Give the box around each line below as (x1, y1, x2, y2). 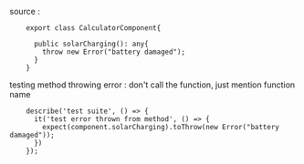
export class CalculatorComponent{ (26, 24, 162, 33)
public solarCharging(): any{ (33, 39, 149, 48)
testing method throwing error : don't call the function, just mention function (9, 79, 296, 90)
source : (9, 6, 41, 16)
